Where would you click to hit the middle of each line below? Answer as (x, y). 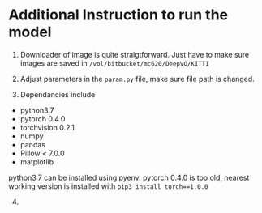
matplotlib (37, 162)
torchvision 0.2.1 (47, 127)
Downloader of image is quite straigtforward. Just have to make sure (135, 54)
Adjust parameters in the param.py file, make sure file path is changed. (137, 79)
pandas (33, 144)
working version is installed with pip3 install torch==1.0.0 (108, 186)
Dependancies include (58, 94)
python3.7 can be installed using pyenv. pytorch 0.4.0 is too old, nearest (129, 177)
